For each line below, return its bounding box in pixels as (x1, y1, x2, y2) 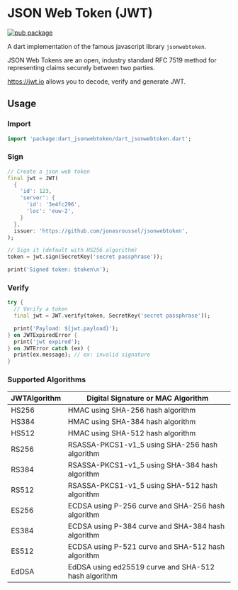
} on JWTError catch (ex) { (7, 345, 91, 352)
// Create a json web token (7, 168, 91, 175)
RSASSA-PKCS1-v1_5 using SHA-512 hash (67, 480, 218, 490)
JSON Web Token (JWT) (7, 5, 154, 21)
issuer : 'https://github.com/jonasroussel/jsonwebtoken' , (13, 227, 189, 235)
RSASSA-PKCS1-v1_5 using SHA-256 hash (67, 440, 218, 450)
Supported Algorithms (7, 374, 86, 384)
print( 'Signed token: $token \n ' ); (7, 266, 110, 274)
